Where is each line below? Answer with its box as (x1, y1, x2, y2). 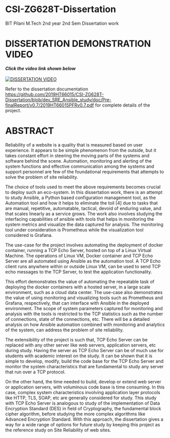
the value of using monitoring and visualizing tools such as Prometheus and (5, 295, 163, 301)
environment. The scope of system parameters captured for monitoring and (5, 305, 163, 311)
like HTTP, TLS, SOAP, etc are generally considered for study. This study (5, 395, 157, 401)
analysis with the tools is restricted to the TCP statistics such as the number (5, 311, 163, 317)
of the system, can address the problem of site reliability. (5, 327, 124, 333)
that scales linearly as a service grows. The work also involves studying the (5, 211, 163, 217)
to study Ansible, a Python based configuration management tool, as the (5, 194, 156, 201)
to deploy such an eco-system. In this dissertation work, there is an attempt (5, 189, 163, 195)
